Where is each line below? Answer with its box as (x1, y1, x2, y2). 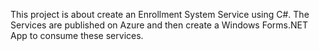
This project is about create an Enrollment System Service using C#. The (10, 9, 310, 20)
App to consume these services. (10, 30, 144, 41)
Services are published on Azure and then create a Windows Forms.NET (10, 19, 308, 31)
